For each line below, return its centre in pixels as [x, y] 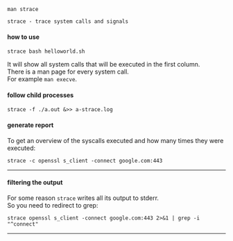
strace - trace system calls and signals [68, 22]
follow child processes [41, 95]
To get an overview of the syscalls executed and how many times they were [115, 140]
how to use [24, 37]
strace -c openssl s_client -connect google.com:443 [85, 160]
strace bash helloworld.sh [46, 51]
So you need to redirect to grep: [53, 205]
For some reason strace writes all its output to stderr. [83, 198]
